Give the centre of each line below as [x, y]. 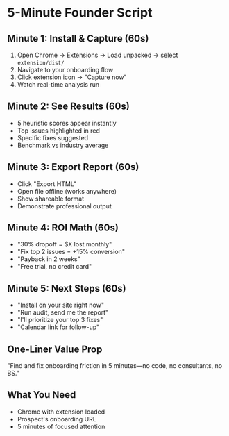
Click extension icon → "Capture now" [72, 77]
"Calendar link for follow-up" [58, 327]
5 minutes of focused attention [61, 426]
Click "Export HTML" [47, 184]
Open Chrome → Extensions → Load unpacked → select [97, 55]
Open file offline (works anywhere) [67, 191]
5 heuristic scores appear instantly [67, 123]
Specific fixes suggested [53, 137]
